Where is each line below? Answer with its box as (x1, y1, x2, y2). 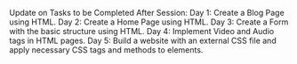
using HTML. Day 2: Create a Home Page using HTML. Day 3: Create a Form (9, 17, 289, 27)
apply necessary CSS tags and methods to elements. (9, 45, 204, 55)
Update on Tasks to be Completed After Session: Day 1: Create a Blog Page (9, 8, 285, 18)
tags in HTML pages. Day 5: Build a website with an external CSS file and (9, 35, 277, 46)
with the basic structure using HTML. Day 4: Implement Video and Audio (9, 26, 275, 36)
